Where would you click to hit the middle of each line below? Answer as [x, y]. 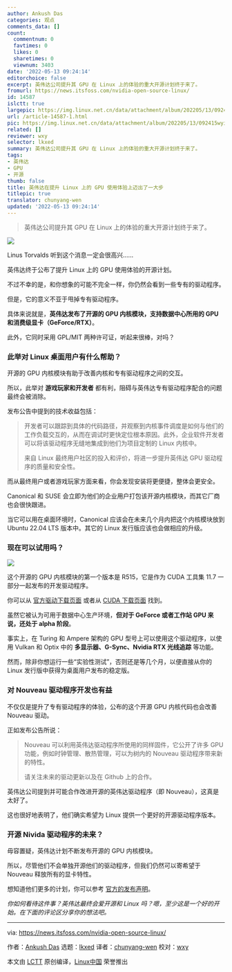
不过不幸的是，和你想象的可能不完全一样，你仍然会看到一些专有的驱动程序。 [116, 284]
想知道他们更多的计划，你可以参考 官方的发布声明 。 [80, 889]
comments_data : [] [33, 26]
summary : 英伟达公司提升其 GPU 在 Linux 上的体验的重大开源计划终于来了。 [104, 149]
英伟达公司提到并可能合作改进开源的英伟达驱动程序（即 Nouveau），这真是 [113, 791]
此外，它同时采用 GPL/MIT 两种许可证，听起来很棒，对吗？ [91, 337]
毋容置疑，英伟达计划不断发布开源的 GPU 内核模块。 [82, 851]
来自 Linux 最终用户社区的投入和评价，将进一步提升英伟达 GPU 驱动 [120, 458]
